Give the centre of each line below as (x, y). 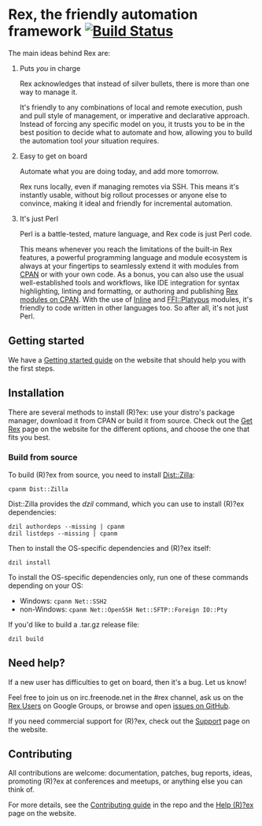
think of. (21, 790)
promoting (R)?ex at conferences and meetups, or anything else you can (125, 781)
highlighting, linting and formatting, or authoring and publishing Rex (129, 291)
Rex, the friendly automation (103, 15)
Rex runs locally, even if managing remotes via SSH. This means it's (129, 186)
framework (45, 31)
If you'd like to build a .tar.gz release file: (74, 624)
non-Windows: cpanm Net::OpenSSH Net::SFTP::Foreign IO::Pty (124, 609)
